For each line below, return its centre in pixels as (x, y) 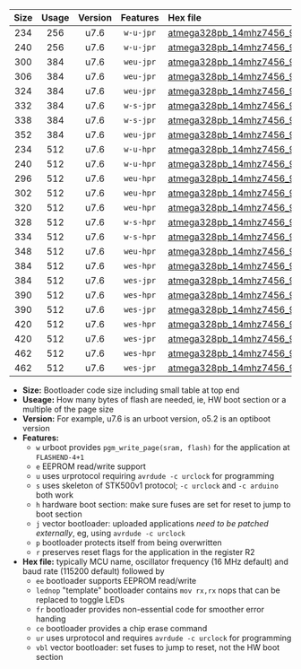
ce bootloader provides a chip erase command (121, 628)
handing (51, 619)
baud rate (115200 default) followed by (93, 571)
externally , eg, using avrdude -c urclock (111, 533)
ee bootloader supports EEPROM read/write (116, 581)
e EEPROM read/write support (90, 466)
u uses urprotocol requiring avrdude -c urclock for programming (155, 476)
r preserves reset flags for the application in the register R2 (145, 552)
